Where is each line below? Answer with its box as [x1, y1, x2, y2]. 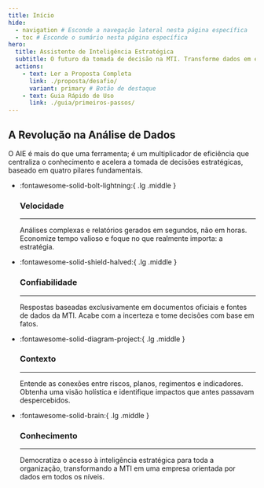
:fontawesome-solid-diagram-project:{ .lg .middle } [19, 334, 185, 344]
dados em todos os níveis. [19, 472, 104, 482]
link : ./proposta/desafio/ [28, 77, 118, 85]
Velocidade [19, 200, 64, 211]
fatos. [19, 319, 38, 328]
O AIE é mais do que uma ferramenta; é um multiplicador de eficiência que [8, 148, 250, 158]
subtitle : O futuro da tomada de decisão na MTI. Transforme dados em [15, 56, 251, 64]
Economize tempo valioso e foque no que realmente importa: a [19, 234, 223, 243]
